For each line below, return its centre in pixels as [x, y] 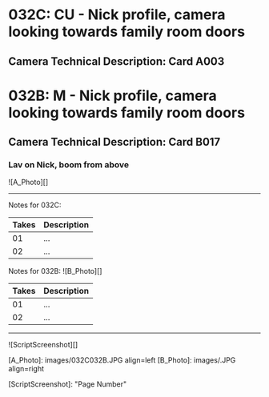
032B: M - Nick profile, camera [113, 96]
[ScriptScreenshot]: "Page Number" [67, 384]
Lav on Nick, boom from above [69, 165]
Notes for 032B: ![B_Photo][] [55, 271]
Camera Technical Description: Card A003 [116, 61]
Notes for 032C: [35, 205]
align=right [26, 369]
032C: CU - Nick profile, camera [117, 15]
